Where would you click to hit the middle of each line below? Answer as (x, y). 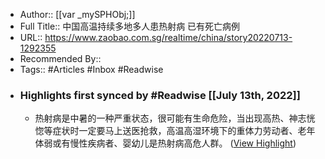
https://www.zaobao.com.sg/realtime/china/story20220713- (168, 37)
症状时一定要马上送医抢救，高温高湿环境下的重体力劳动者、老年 (184, 131)
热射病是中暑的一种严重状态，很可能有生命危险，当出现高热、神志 (170, 118)
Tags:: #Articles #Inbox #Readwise (91, 69)
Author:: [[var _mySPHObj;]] (77, 14)
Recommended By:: (60, 58)
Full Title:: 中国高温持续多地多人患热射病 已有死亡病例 (130, 26)
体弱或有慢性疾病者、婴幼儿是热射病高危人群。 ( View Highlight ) (165, 143)
